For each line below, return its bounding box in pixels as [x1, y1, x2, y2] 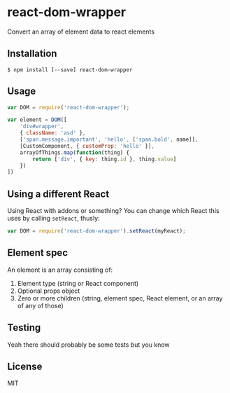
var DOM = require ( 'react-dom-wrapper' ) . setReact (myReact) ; [7, 228, 187, 235]
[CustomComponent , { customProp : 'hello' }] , [20, 142, 155, 149]
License [7, 361, 43, 373]
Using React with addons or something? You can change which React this [7, 207, 220, 215]
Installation [7, 48, 57, 60]
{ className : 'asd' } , [20, 130, 86, 137]
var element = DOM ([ [7, 116, 68, 123]
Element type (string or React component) [17, 279, 139, 287]
